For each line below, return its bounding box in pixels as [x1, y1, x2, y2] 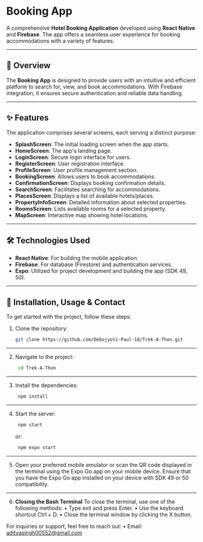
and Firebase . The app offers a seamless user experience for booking [6, 30, 181, 38]
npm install [18, 393, 48, 400]
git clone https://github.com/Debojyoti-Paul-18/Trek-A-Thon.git [14, 336, 183, 343]
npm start [18, 421, 43, 428]
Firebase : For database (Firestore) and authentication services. [14, 261, 173, 268]
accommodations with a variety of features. [6, 37, 115, 44]
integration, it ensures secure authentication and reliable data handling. [6, 89, 184, 96]
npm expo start [18, 444, 56, 450]
